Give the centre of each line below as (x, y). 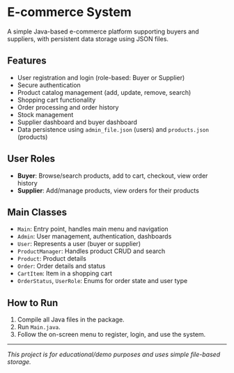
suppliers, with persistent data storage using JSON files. (88, 38)
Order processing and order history (68, 107)
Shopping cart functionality (56, 100)
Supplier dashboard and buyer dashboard (77, 122)
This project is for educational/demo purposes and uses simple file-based (114, 355)
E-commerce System (70, 12)
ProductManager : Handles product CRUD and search (91, 251)
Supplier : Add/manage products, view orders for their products (108, 190)
